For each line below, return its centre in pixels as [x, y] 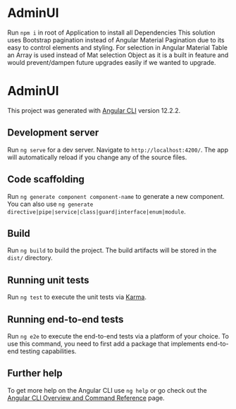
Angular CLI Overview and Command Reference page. [86, 398]
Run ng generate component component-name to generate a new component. [116, 196]
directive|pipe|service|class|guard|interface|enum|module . [97, 211]
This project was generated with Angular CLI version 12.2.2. [94, 110]
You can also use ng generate [50, 204]
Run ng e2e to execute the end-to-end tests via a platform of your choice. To [118, 336]
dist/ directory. [30, 258]
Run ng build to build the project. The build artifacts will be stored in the [112, 250]
